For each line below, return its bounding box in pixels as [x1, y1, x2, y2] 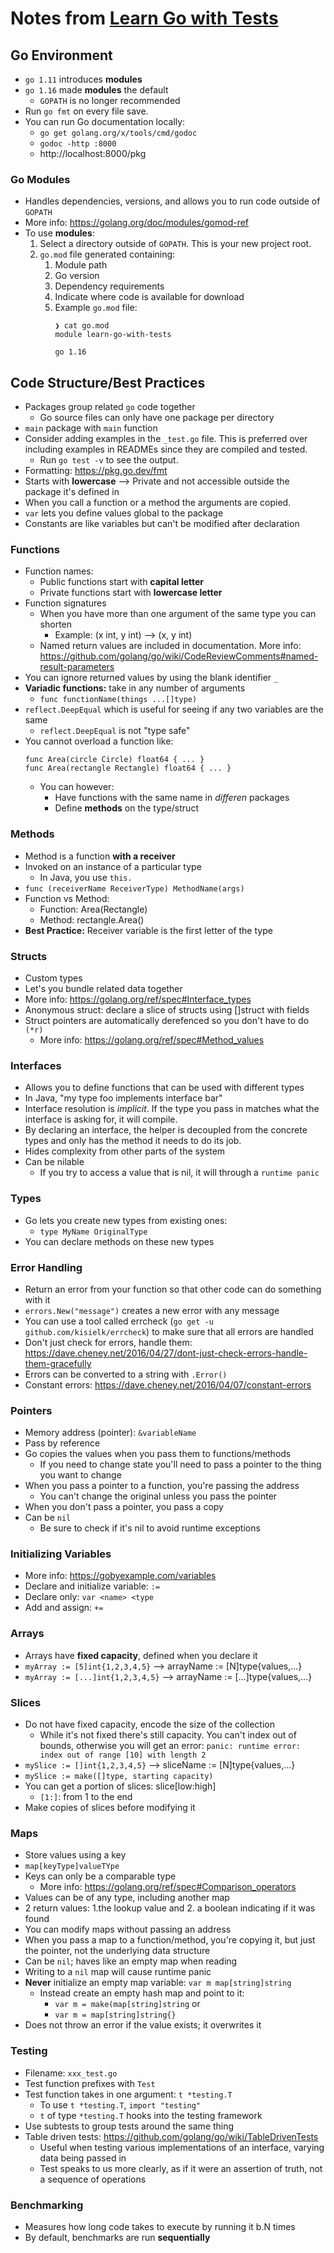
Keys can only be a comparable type [24, 1870, 177, 1882]
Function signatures [24, 597, 107, 609]
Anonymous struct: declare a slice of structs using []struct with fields [24, 1004, 310, 1016]
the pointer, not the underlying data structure [24, 1945, 211, 1957]
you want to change [39, 1469, 122, 1481]
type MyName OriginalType [39, 1227, 148, 1237]
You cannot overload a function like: [24, 735, 174, 747]
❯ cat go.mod [54, 321, 110, 331]
